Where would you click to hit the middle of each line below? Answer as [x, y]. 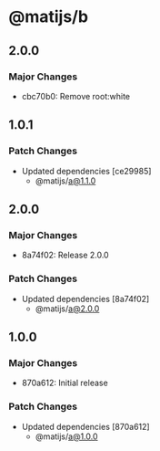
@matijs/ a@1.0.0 [66, 436]
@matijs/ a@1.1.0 [65, 181]
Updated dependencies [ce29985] [86, 171]
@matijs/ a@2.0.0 [67, 309]
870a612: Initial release [65, 383]
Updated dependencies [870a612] [86, 426]
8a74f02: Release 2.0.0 [65, 255]
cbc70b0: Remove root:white [76, 96]
